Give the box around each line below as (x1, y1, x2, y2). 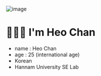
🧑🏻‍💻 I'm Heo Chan (6, 26, 96, 39)
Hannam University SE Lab (14, 63, 79, 70)
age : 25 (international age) (14, 51, 80, 58)
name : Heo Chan (14, 45, 57, 52)
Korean (14, 57, 32, 64)
